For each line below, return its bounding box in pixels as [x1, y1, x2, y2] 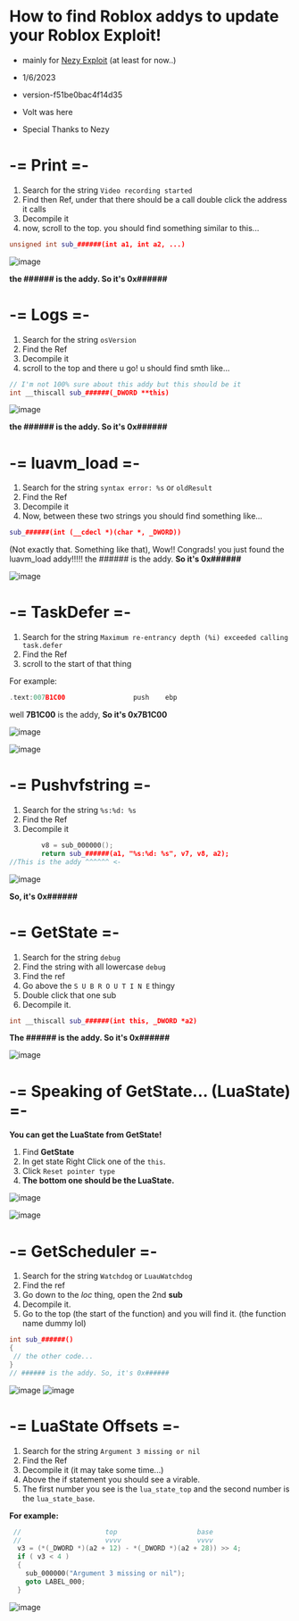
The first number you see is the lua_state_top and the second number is [21, 1484, 290, 1494]
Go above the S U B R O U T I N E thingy [21, 980, 176, 991]
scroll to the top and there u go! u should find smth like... [21, 362, 230, 373]
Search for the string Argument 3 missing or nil [21, 1445, 201, 1456]
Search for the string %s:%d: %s [21, 805, 137, 815]
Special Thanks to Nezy [21, 123, 110, 135]
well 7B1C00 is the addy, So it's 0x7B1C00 [9, 710, 168, 720]
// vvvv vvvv [12, 1535, 214, 1545]
